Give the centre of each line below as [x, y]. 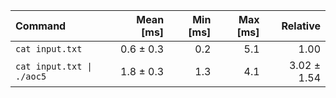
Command [41, 26]
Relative [301, 26]
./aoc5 [31, 76]
